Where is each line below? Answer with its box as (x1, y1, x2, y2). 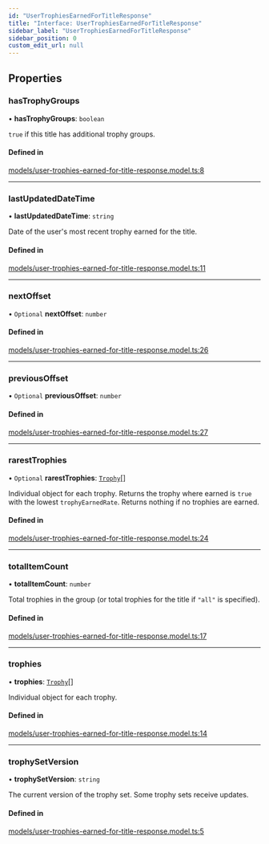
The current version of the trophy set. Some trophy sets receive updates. (8, 790, 249, 800)
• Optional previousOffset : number (8, 391, 122, 401)
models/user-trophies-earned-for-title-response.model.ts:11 (8, 263, 206, 273)
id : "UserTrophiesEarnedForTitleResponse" (8, 11, 152, 20)
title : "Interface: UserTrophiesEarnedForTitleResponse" (8, 19, 203, 27)
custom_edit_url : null (8, 42, 84, 50)
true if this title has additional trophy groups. (8, 129, 156, 139)
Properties (8, 71, 62, 85)
